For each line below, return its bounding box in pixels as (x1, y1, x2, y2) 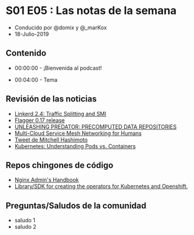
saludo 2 (14, 223, 37, 231)
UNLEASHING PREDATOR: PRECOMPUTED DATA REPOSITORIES (14, 123, 177, 130)
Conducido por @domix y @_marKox (14, 24, 107, 31)
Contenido (5, 48, 47, 59)
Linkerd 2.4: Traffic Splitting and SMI (14, 110, 107, 117)
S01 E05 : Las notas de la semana (5, 4, 177, 18)
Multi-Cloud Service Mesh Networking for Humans (14, 129, 142, 137)
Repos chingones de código (5, 160, 114, 170)
